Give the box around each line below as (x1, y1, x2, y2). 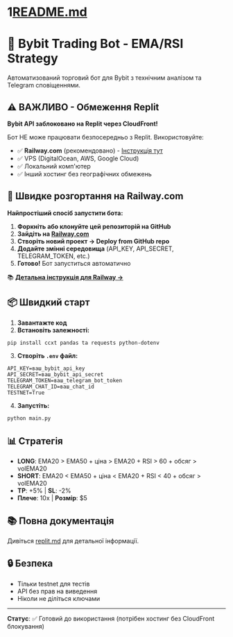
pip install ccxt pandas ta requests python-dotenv (7, 339, 159, 346)
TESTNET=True (7, 389, 45, 396)
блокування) (7, 622, 45, 630)
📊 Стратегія (7, 435, 64, 447)
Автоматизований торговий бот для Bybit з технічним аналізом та (7, 74, 202, 82)
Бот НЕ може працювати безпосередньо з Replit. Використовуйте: (7, 133, 205, 141)
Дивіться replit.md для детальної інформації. (7, 536, 139, 545)
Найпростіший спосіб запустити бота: (7, 209, 123, 217)
